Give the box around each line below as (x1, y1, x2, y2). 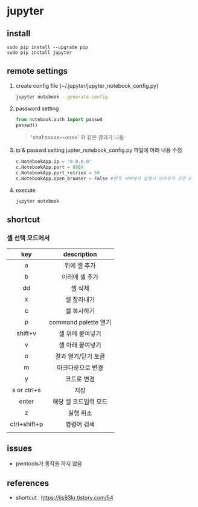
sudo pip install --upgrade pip (7, 44, 88, 50)
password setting (15, 105, 59, 112)
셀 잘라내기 (65, 295, 95, 304)
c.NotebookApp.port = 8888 (15, 165, 84, 171)
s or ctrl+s (11, 385, 41, 394)
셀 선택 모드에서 (7, 234, 50, 243)
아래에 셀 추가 (62, 272, 99, 281)
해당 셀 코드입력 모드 (53, 397, 108, 406)
